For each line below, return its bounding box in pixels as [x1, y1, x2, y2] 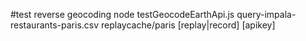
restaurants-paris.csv [10, 19, 100, 31]
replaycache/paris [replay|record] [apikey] [101, 19, 276, 31]
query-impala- [236, 9, 297, 20]
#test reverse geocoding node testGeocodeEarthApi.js [10, 9, 235, 20]
